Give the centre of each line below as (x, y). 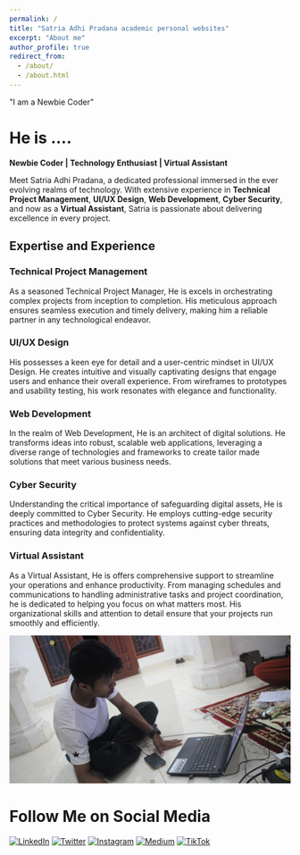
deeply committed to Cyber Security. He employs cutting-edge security (141, 514)
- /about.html (43, 76)
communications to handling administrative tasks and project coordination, (146, 594)
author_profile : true (50, 47)
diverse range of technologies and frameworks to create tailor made (135, 452)
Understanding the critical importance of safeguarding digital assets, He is (146, 504)
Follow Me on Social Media (110, 816)
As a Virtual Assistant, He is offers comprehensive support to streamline (142, 575)
